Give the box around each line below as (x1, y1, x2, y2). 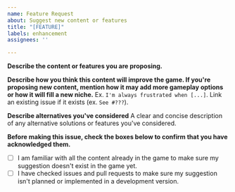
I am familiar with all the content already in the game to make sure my (17, 154, 220, 162)
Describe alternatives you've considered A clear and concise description (7, 112, 223, 120)
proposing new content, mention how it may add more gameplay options (7, 83, 224, 91)
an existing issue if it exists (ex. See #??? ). (7, 98, 129, 106)
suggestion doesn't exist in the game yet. (17, 162, 137, 170)
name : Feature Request (7, 10, 74, 18)
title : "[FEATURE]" (7, 23, 65, 30)
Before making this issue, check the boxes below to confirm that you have (7, 133, 228, 141)
